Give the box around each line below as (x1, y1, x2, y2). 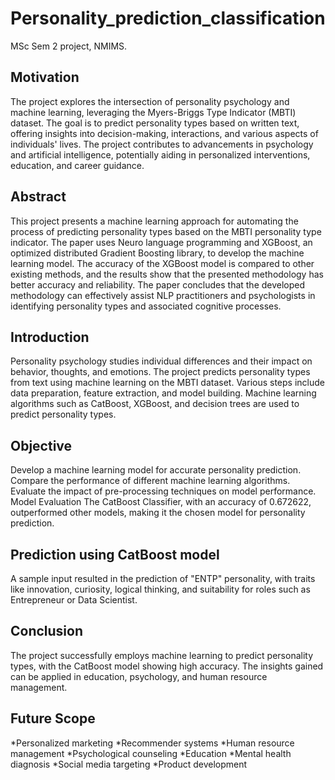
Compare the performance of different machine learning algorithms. (10, 475, 291, 487)
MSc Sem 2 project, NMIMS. (10, 40, 128, 52)
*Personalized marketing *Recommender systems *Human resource (10, 737, 295, 749)
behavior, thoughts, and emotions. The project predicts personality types (10, 366, 311, 378)
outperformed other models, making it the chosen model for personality (10, 507, 306, 519)
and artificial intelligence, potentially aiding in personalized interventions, (10, 148, 311, 161)
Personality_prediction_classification (10, 7, 326, 30)
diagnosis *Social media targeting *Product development (10, 758, 248, 770)
